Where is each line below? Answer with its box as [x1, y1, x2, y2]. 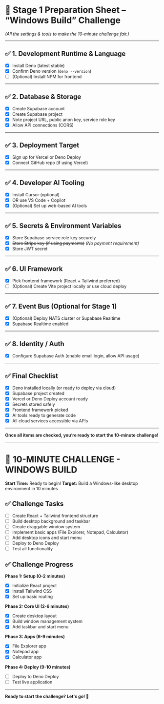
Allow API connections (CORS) [12, 122, 74, 128]
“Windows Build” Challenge [5, 15, 121, 26]
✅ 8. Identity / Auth [5, 340, 64, 348]
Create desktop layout [12, 613, 57, 619]
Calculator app [12, 654, 42, 660]
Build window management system [12, 619, 83, 624]
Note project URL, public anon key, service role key [12, 117, 116, 123]
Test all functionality [12, 546, 53, 552]
